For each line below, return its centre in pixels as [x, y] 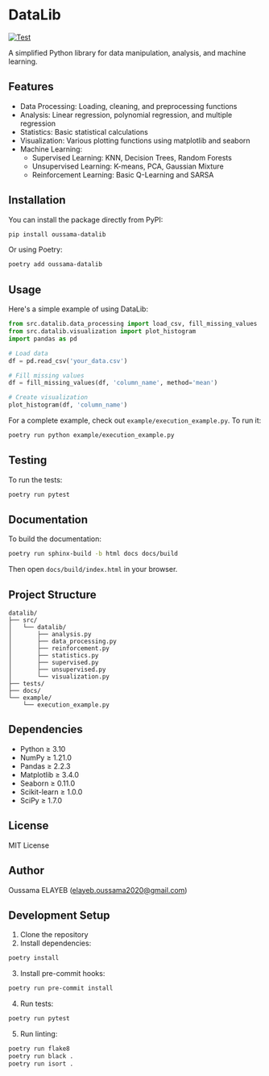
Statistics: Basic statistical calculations [84, 131]
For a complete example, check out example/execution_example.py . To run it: [135, 420]
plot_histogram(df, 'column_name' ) [68, 405]
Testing [28, 460]
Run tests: [37, 1004]
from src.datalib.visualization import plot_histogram [102, 332]
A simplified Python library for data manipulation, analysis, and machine [127, 52]
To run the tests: [35, 480]
